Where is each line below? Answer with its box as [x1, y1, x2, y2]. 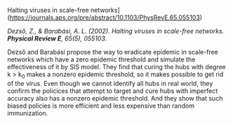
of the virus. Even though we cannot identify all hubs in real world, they [7, 79, 213, 87]
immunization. [7, 108, 48, 117]
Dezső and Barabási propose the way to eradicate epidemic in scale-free [7, 48, 219, 56]
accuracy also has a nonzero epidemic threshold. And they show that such [7, 94, 223, 102]
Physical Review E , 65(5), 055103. [7, 34, 107, 43]
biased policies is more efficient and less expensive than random [7, 101, 195, 110]
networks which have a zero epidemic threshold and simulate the [7, 55, 196, 64]
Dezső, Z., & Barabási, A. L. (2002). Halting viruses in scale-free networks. [7, 27, 225, 35]
